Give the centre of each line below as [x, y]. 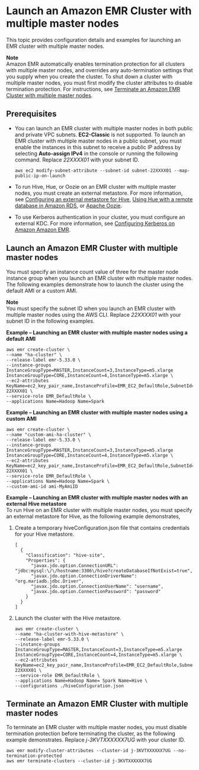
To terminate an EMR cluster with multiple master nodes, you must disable [97, 727]
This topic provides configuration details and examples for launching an [94, 40]
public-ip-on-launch [40, 176]
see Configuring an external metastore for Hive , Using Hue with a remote [104, 199]
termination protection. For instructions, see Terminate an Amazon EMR [93, 89]
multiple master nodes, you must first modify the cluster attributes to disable [99, 83]
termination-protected [34, 756]
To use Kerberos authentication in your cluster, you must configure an [100, 217]
